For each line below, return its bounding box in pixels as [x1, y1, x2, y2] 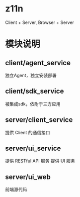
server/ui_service [5, 144, 61, 152]
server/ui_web [5, 173, 51, 181]
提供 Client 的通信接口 [5, 129, 50, 135]
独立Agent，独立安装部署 [5, 72, 57, 78]
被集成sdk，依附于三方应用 [5, 100, 61, 107]
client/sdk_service [5, 87, 64, 96]
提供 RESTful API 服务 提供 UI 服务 [5, 158, 76, 164]
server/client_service [5, 115, 73, 124]
